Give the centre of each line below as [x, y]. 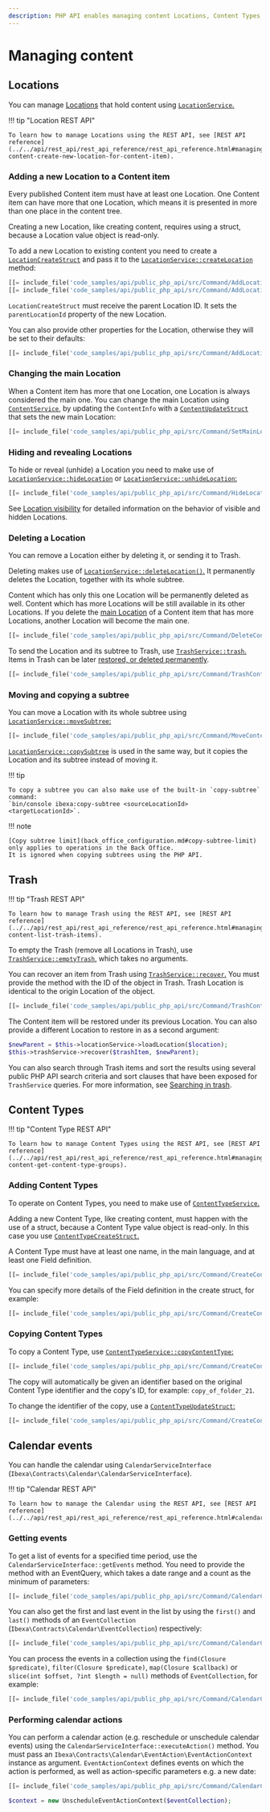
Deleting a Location [47, 538]
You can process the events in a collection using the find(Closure [117, 1659]
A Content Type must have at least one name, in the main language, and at [132, 1251]
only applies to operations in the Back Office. [91, 848]
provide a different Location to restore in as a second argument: [114, 1030]
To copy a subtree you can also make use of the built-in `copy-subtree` [135, 790]
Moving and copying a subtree [69, 695]
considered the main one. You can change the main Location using [119, 399]
